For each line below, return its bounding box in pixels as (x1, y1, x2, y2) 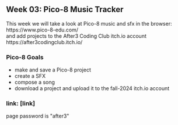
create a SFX (14, 73, 46, 80)
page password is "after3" (6, 113, 69, 120)
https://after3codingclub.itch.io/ (6, 38, 83, 45)
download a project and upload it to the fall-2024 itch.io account (14, 85, 170, 92)
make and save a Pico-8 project (14, 66, 92, 73)
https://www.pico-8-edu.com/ (6, 26, 79, 33)
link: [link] (6, 99, 36, 108)
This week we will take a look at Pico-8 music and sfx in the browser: (6, 20, 172, 27)
